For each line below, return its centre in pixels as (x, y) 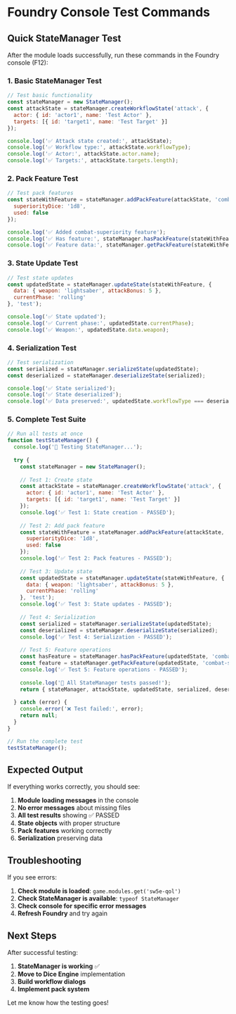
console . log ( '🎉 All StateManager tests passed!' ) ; (96, 683)
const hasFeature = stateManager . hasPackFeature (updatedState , (114, 657)
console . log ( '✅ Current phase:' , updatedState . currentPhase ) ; (101, 323)
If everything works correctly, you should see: (74, 787)
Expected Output (45, 769)
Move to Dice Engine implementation (71, 974)
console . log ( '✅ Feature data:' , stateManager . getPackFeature (99, 245)
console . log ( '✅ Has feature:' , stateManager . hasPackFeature (98, 239)
